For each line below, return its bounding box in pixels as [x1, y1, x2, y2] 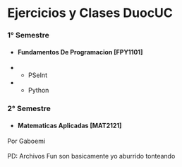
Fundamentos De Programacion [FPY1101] [17, 47, 143, 56]
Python [28, 86, 49, 95]
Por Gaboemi [7, 137, 46, 146]
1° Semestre [7, 30, 49, 40]
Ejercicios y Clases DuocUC [7, 5, 173, 21]
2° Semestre [7, 104, 51, 114]
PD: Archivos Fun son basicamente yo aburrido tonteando [7, 152, 176, 161]
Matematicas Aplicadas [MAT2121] [17, 121, 122, 129]
